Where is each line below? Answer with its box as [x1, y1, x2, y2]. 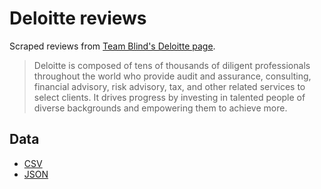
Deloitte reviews [9, 7, 147, 30]
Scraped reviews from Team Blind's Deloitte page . [9, 40, 216, 52]
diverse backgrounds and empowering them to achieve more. [33, 102, 288, 114]
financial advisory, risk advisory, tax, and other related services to [33, 80, 306, 92]
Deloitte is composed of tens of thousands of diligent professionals [33, 59, 311, 71]
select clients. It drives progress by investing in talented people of [33, 91, 306, 103]
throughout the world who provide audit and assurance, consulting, [33, 70, 312, 82]
